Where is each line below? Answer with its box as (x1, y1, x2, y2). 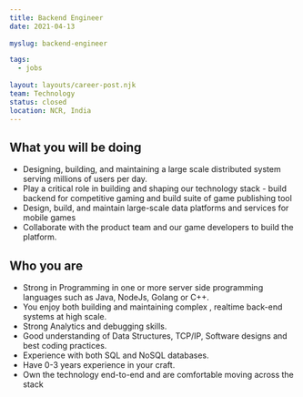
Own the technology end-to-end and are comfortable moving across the (22, 370, 294, 380)
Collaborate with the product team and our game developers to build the (22, 222, 294, 233)
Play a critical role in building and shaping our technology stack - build (22, 183, 288, 194)
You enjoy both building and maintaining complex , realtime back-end (22, 301, 283, 312)
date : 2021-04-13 (9, 22, 76, 31)
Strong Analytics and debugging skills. (22, 321, 167, 331)
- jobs (17, 64, 43, 73)
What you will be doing (9, 139, 142, 155)
